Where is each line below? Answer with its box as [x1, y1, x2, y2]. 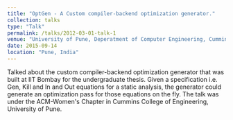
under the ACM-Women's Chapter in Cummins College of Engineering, [7, 97, 209, 105]
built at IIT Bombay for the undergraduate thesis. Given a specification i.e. [7, 75, 218, 83]
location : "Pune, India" [7, 49, 79, 56]
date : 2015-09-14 [7, 42, 58, 49]
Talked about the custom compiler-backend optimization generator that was [7, 67, 224, 76]
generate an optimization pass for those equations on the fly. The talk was [7, 89, 219, 98]
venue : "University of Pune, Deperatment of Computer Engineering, [7, 36, 207, 43]
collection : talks [7, 17, 60, 24]
